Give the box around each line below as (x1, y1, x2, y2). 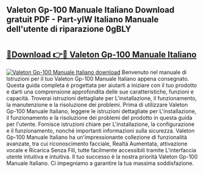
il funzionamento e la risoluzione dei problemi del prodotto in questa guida (6, 114, 193, 121)
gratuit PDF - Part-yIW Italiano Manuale (6, 15, 159, 25)
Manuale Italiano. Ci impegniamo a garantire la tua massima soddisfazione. (6, 160, 194, 167)
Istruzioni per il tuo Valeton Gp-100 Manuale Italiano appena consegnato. (6, 75, 189, 82)
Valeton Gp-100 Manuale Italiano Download (6, 5, 175, 15)
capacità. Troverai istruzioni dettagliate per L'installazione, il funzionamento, (6, 95, 197, 101)
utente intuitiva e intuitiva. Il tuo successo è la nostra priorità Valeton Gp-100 (6, 153, 198, 160)
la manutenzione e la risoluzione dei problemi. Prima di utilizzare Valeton (6, 101, 188, 108)
